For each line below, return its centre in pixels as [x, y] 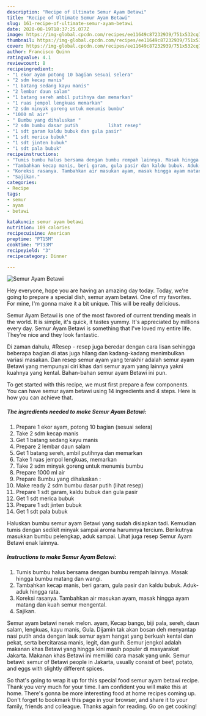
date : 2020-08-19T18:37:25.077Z [48, 29]
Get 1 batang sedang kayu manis [57, 440]
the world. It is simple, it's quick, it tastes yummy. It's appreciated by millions [103, 322]
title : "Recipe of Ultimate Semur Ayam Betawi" [69, 18]
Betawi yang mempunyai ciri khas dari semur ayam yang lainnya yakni [95, 366]
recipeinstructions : [33, 154]
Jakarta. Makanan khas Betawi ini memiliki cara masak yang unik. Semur [98, 655]
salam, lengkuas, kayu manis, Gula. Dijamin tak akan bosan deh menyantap [101, 630]
